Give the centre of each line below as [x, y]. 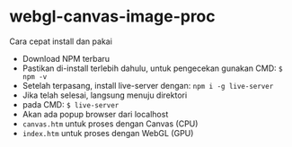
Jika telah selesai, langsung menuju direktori [105, 95]
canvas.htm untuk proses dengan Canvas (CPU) [110, 124]
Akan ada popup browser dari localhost [95, 114]
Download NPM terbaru [66, 58]
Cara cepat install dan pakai [61, 41]
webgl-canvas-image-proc [112, 17]
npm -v [35, 77]
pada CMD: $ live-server [71, 104]
